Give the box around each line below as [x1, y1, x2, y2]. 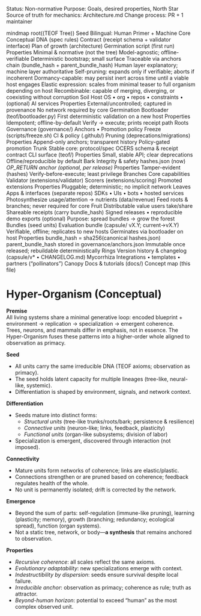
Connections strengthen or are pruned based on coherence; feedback [14, 473, 189, 481]
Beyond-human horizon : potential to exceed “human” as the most [14, 596, 177, 604]
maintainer [6, 18, 33, 25]
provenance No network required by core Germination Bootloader [6, 107, 169, 113]
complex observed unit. [14, 603, 74, 610]
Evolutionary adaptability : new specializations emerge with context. [14, 564, 183, 571]
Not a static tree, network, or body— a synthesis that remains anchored [14, 528, 192, 535]
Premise [6, 307, 28, 314]
